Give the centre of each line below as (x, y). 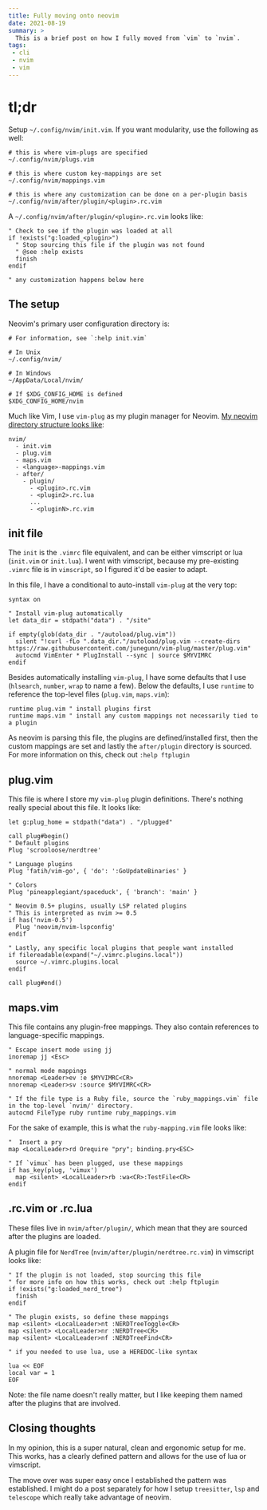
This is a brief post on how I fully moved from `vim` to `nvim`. (128, 38)
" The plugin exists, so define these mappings (89, 1317)
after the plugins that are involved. (65, 1403)
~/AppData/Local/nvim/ (46, 380)
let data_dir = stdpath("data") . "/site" (80, 621)
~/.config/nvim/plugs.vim (51, 159)
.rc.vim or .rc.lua (51, 1208)
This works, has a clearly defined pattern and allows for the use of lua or (128, 1456)
